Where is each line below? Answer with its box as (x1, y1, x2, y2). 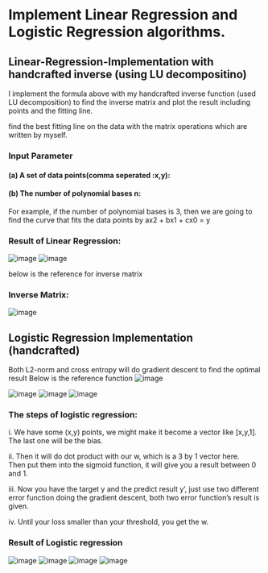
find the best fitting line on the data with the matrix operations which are (8, 122, 248, 131)
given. (8, 501, 30, 511)
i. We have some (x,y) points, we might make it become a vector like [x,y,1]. (8, 427, 258, 437)
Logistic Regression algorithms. (8, 23, 226, 41)
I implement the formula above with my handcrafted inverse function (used (8, 89, 256, 98)
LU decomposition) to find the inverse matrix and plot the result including (8, 98, 251, 106)
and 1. (8, 469, 28, 479)
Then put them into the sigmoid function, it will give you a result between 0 (8, 460, 257, 470)
